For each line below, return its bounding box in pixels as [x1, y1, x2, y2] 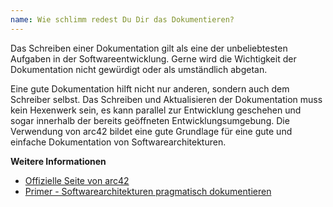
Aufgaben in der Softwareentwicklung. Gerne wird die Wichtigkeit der [10, 52, 297, 65]
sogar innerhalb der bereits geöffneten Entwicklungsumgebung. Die [10, 114, 290, 126]
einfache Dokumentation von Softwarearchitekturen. [10, 136, 227, 148]
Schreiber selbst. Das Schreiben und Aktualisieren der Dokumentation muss [10, 93, 323, 105]
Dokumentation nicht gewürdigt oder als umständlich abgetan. [10, 63, 268, 75]
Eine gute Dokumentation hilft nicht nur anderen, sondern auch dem [10, 82, 290, 95]
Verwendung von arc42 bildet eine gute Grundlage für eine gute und [10, 125, 293, 137]
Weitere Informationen [10, 155, 107, 167]
